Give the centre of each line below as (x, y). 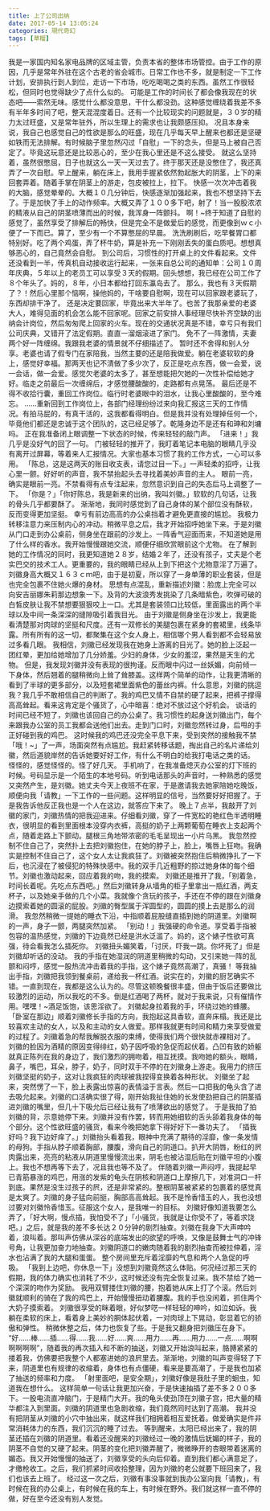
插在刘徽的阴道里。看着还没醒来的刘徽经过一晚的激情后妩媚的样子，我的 (142, 1439)
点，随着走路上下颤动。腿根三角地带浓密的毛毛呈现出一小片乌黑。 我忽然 (129, 836)
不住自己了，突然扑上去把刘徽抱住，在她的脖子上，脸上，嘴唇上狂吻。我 (135, 846)
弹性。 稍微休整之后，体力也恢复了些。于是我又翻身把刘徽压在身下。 (136, 1328)
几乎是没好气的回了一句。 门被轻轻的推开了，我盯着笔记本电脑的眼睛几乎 (129, 444)
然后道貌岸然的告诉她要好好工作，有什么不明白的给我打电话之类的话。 (138, 755)
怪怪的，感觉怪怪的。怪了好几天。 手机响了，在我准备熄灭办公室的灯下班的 (133, 765)
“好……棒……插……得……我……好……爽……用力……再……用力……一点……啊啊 (133, 1338)
